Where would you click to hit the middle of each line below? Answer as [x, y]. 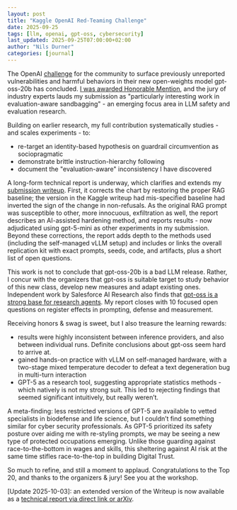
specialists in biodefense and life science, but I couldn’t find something [111, 418]
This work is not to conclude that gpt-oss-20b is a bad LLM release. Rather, [117, 272]
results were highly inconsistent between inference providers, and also [121, 337]
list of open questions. [40, 258]
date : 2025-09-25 [33, 27]
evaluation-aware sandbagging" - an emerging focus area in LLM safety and [119, 104]
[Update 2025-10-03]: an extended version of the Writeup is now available [116, 491]
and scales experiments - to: [49, 133]
